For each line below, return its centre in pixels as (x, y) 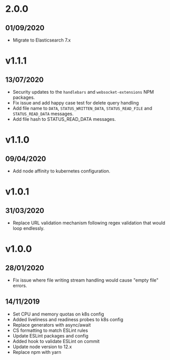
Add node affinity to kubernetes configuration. (62, 171)
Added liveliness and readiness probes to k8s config (68, 319)
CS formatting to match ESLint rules (50, 330)
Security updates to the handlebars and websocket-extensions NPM (83, 92)
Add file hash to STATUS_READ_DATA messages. (64, 119)
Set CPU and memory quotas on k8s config (58, 314)
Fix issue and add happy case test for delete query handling (76, 103)
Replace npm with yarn (37, 352)
